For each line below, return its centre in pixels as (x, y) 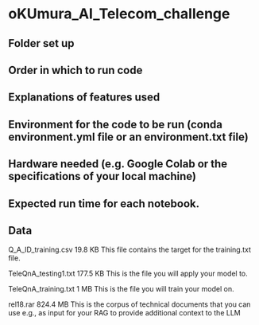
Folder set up (41, 43)
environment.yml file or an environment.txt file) (128, 137)
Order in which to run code (75, 70)
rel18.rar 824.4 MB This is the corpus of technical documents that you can (129, 304)
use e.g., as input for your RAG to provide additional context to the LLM (124, 313)
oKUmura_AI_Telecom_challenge (119, 14)
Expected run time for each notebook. (104, 204)
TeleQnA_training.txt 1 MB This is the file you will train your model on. (121, 289)
